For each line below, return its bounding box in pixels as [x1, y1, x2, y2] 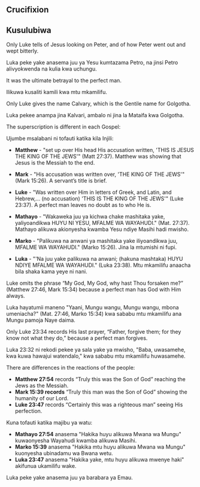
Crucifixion [6, 5, 49, 15]
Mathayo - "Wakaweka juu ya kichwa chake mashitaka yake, [14, 213, 165, 220]
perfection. [14, 407, 43, 415]
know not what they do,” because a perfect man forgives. [6, 334, 148, 342]
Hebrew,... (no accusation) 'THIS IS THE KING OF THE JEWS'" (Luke [14, 195, 184, 202]
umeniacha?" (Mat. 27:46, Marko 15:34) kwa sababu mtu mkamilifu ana [6, 311, 182, 318]
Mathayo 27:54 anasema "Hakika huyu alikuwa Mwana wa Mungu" [14, 431, 181, 438]
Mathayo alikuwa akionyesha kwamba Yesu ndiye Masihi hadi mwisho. [14, 226, 189, 233]
